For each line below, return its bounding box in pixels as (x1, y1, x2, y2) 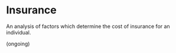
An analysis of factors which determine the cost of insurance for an (6, 23, 170, 30)
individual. (6, 29, 31, 36)
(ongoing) (6, 40, 30, 47)
